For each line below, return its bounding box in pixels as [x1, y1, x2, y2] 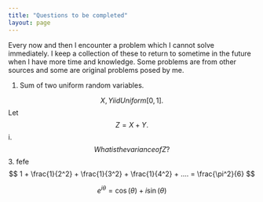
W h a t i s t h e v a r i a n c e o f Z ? [93, 144, 170, 153]
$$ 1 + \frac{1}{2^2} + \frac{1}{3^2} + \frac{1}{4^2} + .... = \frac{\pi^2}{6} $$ [9, 169, 255, 179]
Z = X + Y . [115, 120, 149, 129]
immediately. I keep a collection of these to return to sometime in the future [8, 49, 251, 58]
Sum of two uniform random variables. [19, 80, 144, 90]
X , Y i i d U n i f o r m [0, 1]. [100, 96, 164, 105]
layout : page [8, 19, 51, 27]
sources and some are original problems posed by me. [8, 65, 184, 74]
